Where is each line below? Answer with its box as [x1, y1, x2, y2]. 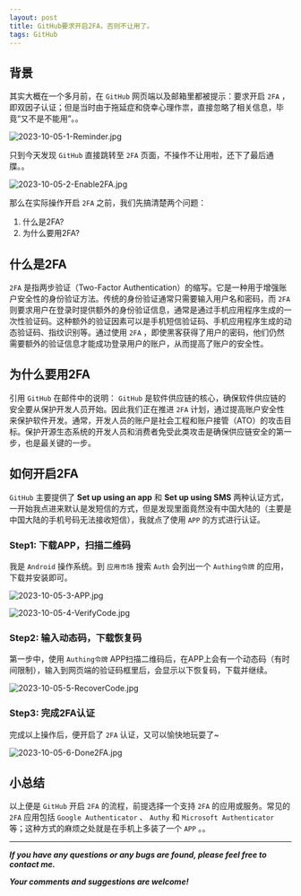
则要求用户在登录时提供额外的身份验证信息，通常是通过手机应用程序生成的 [9, 304, 284, 315]
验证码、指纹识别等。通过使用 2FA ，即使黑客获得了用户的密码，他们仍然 [16, 327, 285, 338]
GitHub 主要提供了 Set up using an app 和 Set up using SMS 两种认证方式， [9, 491, 289, 503]
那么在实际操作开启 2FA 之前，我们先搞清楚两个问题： [9, 198, 207, 208]
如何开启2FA [9, 466, 79, 481]
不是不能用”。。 [28, 113, 83, 124]
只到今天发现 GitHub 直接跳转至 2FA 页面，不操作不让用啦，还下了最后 [9, 150, 267, 161]
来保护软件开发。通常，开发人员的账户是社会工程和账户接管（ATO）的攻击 [9, 415, 284, 426]
